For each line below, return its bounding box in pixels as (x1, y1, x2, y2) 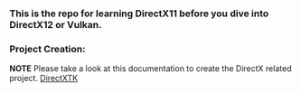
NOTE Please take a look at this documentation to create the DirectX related (9, 63, 292, 74)
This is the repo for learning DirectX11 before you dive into (9, 7, 269, 20)
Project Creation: (9, 42, 86, 55)
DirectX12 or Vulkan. (9, 18, 102, 31)
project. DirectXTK (9, 73, 79, 84)
